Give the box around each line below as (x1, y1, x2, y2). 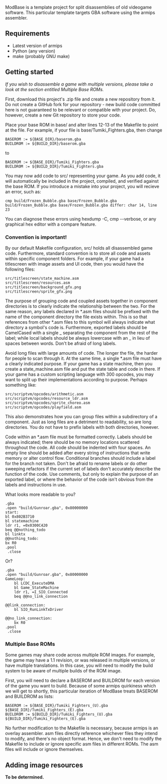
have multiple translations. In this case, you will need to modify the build (5, 662, 153, 668)
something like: (5, 382, 36, 388)
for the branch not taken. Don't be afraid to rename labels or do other (5, 460, 148, 466)
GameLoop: (5, 576, 26, 581)
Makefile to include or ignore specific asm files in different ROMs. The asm (5, 741, 159, 747)
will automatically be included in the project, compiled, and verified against (5, 178, 159, 184)
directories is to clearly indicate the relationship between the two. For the (5, 303, 156, 309)
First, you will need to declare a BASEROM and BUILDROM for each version (5, 677, 160, 683)
